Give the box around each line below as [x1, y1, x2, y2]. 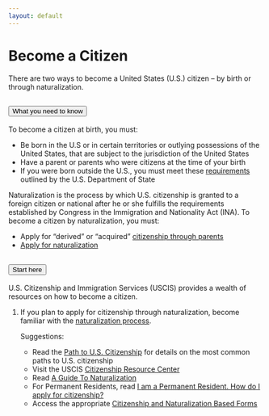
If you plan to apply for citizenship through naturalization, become [19, 308, 240, 317]
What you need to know [12, 107, 83, 116]
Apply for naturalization [19, 240, 99, 250]
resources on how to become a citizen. [8, 292, 138, 301]
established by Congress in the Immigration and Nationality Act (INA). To [8, 208, 250, 217]
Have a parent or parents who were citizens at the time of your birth [19, 158, 246, 167]
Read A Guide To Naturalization [32, 373, 137, 383]
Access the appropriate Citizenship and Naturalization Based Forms [32, 399, 258, 409]
